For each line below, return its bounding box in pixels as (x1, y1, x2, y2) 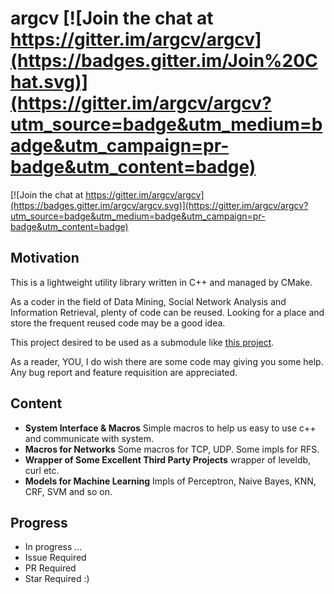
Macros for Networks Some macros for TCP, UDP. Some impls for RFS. (24, 443, 320, 455)
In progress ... (24, 541, 83, 553)
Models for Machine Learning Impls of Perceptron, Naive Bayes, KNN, (24, 475, 317, 487)
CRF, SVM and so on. (24, 485, 113, 497)
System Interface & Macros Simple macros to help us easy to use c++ (24, 422, 317, 434)
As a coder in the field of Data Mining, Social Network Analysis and (10, 295, 287, 307)
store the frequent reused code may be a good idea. (10, 317, 226, 329)
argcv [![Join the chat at (10, 7, 214, 30)
